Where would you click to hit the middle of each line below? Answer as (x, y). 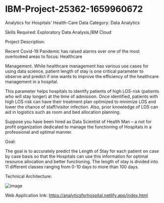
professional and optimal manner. (39, 132)
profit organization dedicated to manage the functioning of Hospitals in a (78, 127)
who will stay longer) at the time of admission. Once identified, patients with (82, 96)
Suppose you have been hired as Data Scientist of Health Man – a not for (78, 121)
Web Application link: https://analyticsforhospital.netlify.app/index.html (77, 195)
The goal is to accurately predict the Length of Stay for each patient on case (82, 151)
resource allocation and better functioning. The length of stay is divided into (82, 161)
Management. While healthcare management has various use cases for (77, 66)
